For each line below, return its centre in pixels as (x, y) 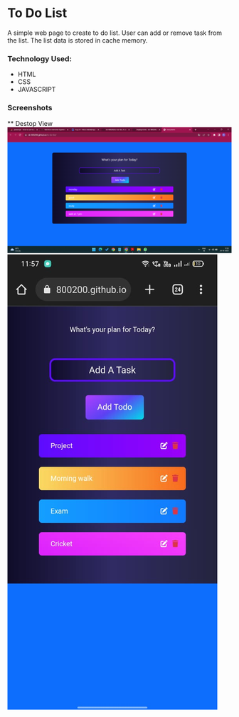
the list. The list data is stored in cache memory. (78, 40)
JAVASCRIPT (37, 90)
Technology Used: (40, 58)
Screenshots (30, 108)
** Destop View (30, 123)
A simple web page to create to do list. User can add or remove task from (115, 33)
